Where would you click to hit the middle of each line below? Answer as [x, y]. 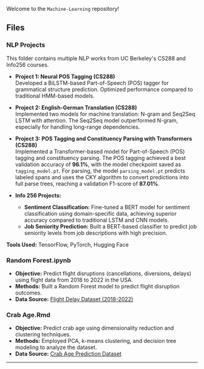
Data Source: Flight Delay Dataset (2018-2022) [74, 299]
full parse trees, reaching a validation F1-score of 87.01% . [87, 184]
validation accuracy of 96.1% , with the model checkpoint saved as [98, 164]
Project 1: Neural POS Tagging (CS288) [65, 76]
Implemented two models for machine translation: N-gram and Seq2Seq [105, 114]
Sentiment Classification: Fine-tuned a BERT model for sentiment [107, 207]
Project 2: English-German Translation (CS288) [76, 107]
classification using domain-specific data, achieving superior [100, 213]
